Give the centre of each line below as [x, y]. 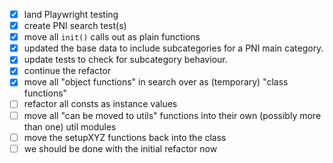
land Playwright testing [71, 14]
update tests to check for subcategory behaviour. [125, 60]
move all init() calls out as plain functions [112, 37]
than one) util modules [70, 126]
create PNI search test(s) [75, 26]
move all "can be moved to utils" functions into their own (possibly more [172, 115]
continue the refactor [67, 71]
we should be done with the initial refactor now [120, 148]
